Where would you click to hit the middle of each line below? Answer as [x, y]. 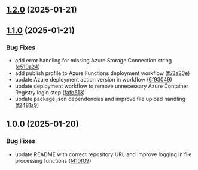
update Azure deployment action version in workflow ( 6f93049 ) [93, 80]
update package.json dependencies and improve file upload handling [100, 99]
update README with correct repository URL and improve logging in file [103, 154]
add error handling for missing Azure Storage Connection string [93, 61]
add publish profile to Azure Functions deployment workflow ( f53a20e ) [102, 73]
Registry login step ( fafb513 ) [50, 93]
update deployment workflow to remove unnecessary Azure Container [101, 86]
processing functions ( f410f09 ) [53, 160]
